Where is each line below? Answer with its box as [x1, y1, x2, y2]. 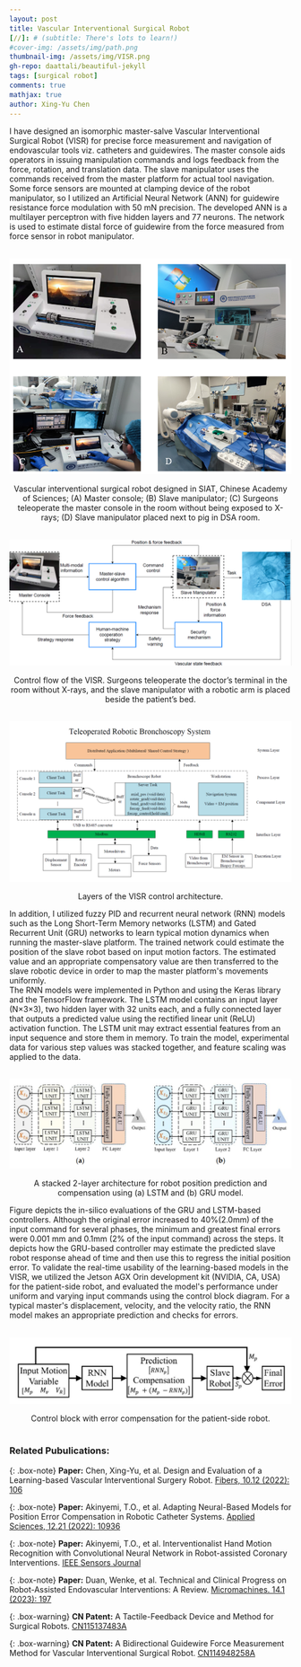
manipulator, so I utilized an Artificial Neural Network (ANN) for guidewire [9, 192, 279, 203]
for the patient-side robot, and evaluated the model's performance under [9, 1281, 279, 1292]
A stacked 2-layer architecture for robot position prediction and [33, 1177, 268, 1188]
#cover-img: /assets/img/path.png [9, 43, 139, 52]
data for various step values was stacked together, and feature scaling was [9, 1042, 287, 1053]
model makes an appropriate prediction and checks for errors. [9, 1310, 239, 1320]
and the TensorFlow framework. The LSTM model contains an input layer [9, 993, 279, 1005]
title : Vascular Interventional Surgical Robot [9, 23, 191, 33]
